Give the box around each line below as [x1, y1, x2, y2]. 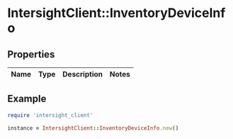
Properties [7, 48, 55, 60]
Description [62, 69, 103, 79]
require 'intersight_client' [7, 111, 93, 118]
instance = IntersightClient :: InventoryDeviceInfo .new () [7, 124, 179, 132]
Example [7, 93, 47, 105]
